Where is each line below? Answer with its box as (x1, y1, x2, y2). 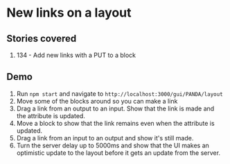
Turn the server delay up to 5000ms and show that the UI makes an (16, 141, 209, 149)
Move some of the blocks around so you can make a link (16, 97, 178, 105)
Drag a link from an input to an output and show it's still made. (16, 133, 194, 142)
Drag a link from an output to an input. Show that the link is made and (16, 104, 215, 113)
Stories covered (6, 33, 77, 44)
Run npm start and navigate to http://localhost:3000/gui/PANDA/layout (16, 89, 223, 98)
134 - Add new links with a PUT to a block (16, 51, 136, 59)
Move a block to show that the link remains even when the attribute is (16, 119, 215, 127)
